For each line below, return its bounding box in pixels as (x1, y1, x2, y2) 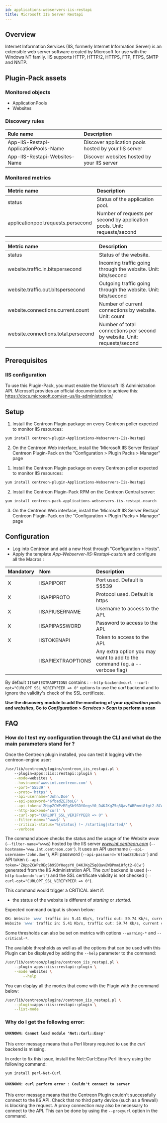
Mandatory (7, 568, 35, 575)
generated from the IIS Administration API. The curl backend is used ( (5, 867, 148, 873)
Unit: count (99, 313, 125, 320)
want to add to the (96, 654, 139, 661)
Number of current (99, 300, 143, 307)
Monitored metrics (5, 175, 51, 182)
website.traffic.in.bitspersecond (7, 266, 82, 273)
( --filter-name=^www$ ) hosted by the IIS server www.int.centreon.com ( (5, 841, 151, 847)
